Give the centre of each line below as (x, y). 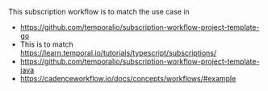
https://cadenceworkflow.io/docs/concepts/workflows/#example (128, 79)
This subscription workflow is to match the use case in (99, 12)
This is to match (47, 44)
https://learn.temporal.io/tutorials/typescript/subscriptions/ (118, 53)
